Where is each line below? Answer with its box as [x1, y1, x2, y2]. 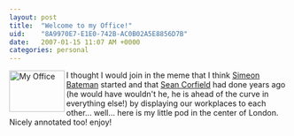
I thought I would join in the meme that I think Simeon [66, 70, 260, 80]
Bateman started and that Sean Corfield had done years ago [66, 79, 286, 90]
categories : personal [9, 46, 89, 55]
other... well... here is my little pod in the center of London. [66, 108, 279, 118]
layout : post [9, 12, 58, 22]
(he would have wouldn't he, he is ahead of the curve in [66, 89, 269, 100]
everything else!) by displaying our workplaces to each [66, 98, 267, 109]
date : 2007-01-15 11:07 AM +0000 [9, 37, 141, 47]
